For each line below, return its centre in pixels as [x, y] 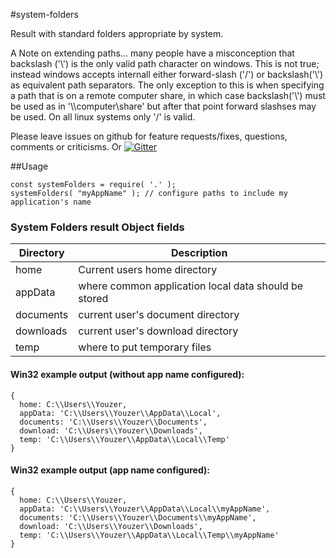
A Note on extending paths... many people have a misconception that [152, 53]
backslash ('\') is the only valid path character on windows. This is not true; [165, 63]
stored [93, 299]
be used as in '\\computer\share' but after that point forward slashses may [163, 106]
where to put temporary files [145, 347]
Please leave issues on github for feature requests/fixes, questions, [149, 136]
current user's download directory [158, 331]
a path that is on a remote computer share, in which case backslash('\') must [168, 95]
